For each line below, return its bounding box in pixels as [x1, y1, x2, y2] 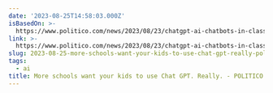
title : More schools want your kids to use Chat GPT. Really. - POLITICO [8, 72, 264, 80]
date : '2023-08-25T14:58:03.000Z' [8, 11, 126, 20]
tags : [8, 57, 27, 66]
